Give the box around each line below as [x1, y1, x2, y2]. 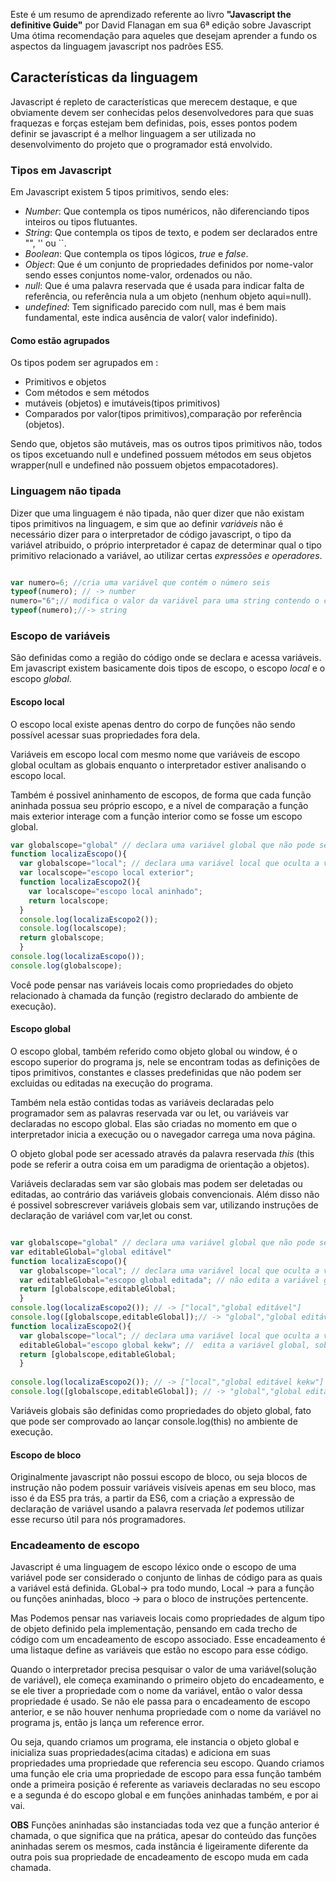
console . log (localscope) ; [19, 924, 128, 934]
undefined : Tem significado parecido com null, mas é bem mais [24, 301, 287, 313]
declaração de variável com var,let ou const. [10, 1210, 193, 1222]
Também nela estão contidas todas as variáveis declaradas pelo [10, 1097, 275, 1109]
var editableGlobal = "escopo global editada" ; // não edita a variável [19, 1275, 320, 1285]
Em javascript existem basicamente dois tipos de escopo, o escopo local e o [10, 662, 326, 674]
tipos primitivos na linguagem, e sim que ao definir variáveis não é [10, 517, 284, 529]
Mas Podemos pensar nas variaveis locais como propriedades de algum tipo [10, 1612, 325, 1624]
